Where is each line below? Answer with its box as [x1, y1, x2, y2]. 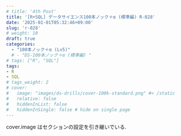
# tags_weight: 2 [6, 80, 49, 86]
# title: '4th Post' [6, 8, 57, 15]
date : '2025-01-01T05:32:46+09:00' [6, 19, 94, 25]
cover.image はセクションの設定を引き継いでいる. [6, 124, 127, 131]
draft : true [6, 36, 35, 42]
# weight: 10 [6, 30, 38, 36]
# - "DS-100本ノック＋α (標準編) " [11, 52, 91, 58]
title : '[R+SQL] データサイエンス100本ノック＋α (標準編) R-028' [6, 14, 156, 20]
